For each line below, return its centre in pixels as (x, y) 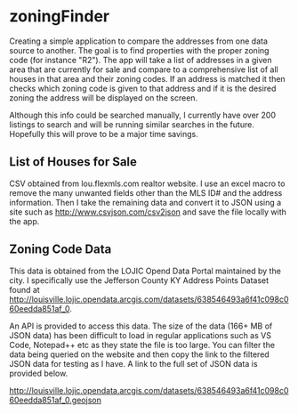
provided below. (39, 373)
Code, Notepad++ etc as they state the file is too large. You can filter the (142, 345)
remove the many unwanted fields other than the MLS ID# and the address (146, 192)
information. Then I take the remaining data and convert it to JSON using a (145, 202)
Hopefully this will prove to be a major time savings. (104, 134)
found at (24, 289)
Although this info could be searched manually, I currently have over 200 (143, 115)
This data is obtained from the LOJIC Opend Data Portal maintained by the (145, 271)
